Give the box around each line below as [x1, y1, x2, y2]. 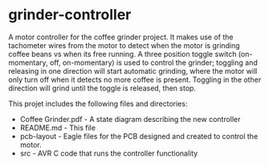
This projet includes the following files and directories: [8, 99, 188, 108]
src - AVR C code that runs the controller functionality [19, 148, 198, 158]
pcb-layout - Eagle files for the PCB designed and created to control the [19, 131, 259, 141]
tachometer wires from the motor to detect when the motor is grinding [8, 40, 240, 50]
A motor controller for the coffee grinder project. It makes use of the [8, 32, 234, 42]
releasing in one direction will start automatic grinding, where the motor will [8, 66, 258, 75]
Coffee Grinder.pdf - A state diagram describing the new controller [19, 114, 241, 123]
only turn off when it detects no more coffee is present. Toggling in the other [8, 75, 262, 84]
